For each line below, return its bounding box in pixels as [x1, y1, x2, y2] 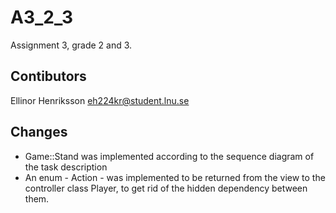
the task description [24, 161, 108, 173]
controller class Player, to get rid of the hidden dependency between [24, 182, 308, 194]
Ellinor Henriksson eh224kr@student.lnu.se [10, 94, 190, 106]
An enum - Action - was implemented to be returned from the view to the [24, 171, 326, 183]
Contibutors [10, 68, 87, 85]
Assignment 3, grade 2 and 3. [10, 39, 133, 51]
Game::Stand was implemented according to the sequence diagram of [24, 150, 315, 162]
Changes [10, 124, 68, 141]
